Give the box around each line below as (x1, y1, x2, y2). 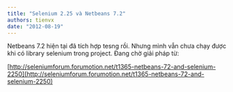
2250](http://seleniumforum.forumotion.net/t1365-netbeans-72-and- (7, 70, 204, 78)
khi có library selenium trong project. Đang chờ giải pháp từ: (7, 49, 179, 57)
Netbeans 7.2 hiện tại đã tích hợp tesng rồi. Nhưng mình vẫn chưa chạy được (7, 42, 227, 50)
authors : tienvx (7, 17, 54, 24)
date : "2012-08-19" (7, 23, 64, 30)
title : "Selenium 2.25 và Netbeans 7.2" (7, 10, 127, 17)
